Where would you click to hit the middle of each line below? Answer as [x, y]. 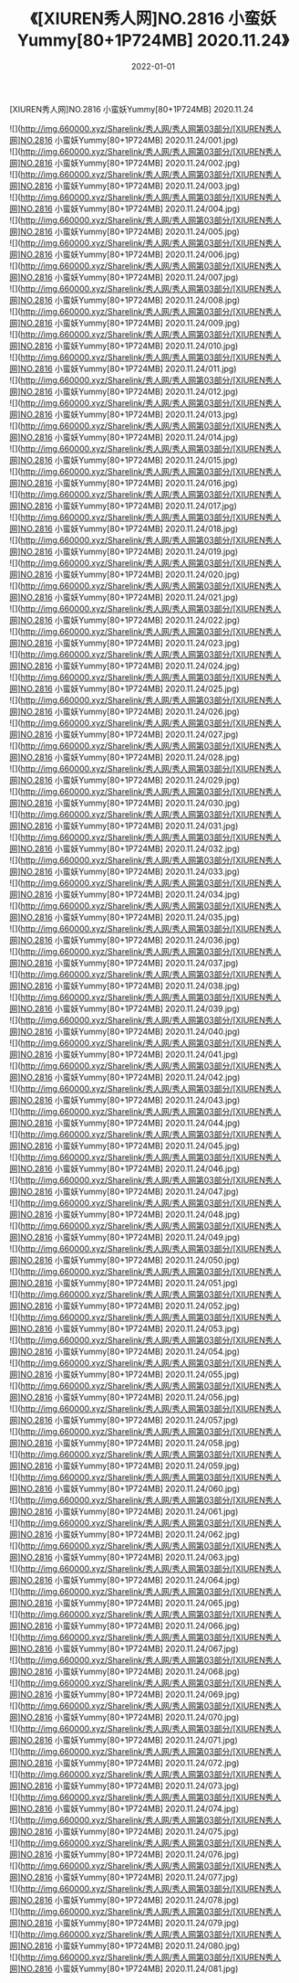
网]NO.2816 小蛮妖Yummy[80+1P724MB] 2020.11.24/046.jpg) [125, 1168]
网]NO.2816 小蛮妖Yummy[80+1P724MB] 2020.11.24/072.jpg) [124, 1763]
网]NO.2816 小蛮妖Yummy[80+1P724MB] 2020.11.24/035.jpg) [124, 917]
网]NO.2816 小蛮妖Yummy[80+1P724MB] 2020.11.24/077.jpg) [124, 1877]
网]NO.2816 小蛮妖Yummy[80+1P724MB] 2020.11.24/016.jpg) [124, 483]
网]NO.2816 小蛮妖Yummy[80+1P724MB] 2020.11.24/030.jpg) [125, 803]
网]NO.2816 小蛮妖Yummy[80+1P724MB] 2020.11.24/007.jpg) [124, 277]
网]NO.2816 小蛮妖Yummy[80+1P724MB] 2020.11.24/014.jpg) [124, 437]
